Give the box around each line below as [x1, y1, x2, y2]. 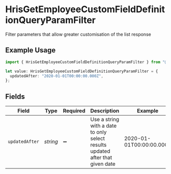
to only [90, 129, 107, 136]
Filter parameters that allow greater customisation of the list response [5, 31, 151, 37]
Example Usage [5, 46, 56, 54]
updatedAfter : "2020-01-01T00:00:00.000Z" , [10, 73, 103, 78]
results [90, 141, 107, 149]
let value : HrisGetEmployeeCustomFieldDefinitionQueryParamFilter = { [5, 69, 158, 74]
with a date [90, 122, 117, 129]
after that [90, 154, 112, 161]
